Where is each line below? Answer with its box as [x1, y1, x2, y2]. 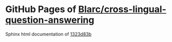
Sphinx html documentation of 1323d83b [5, 31, 92, 37]
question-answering [5, 14, 94, 26]
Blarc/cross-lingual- [78, 4, 167, 15]
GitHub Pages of [5, 4, 77, 15]
